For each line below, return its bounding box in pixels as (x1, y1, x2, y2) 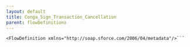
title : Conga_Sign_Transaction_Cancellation (6, 14, 117, 20)
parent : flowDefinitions (6, 19, 67, 25)
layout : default (6, 8, 46, 15)
